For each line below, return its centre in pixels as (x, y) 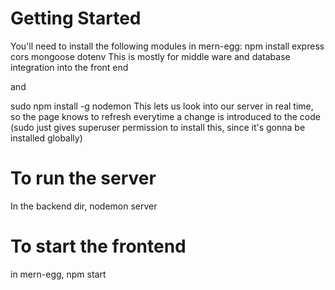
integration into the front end (69, 67)
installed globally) (46, 138)
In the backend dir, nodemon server (84, 206)
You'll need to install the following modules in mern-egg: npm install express (167, 46)
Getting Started (76, 18)
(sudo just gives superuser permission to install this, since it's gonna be (158, 127)
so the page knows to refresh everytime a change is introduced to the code (165, 116)
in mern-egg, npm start (58, 274)
